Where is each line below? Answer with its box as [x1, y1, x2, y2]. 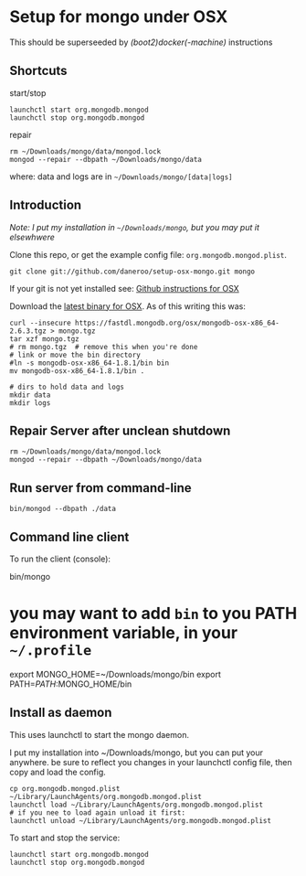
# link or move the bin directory [9, 350, 142, 359]
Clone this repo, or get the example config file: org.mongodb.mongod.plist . [9, 249, 288, 260]
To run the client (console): [9, 553, 111, 564]
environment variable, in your [9, 623, 238, 644]
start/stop [9, 87, 47, 98]
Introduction [9, 198, 82, 213]
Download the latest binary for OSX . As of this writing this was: [9, 300, 247, 312]
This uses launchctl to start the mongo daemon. [9, 729, 190, 740]
